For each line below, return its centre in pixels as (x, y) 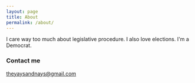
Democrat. (19, 45)
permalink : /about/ (30, 22)
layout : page (22, 11)
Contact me (23, 61)
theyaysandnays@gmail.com (41, 74)
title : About (22, 17)
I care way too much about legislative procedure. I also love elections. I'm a (97, 39)
